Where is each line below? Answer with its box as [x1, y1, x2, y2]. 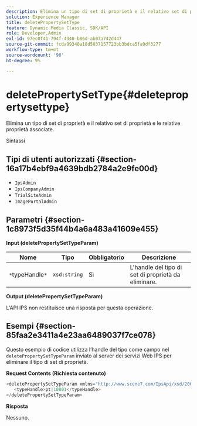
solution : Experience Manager [6, 14, 80, 20]
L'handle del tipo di [130, 263, 182, 271]
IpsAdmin [14, 180, 36, 186]
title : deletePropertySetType [6, 19, 80, 25]
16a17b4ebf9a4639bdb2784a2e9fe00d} [6, 163, 158, 173]
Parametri [6, 214, 43, 224]
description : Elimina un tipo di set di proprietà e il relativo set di [6, 8, 188, 15]
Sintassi [6, 137, 25, 144]
